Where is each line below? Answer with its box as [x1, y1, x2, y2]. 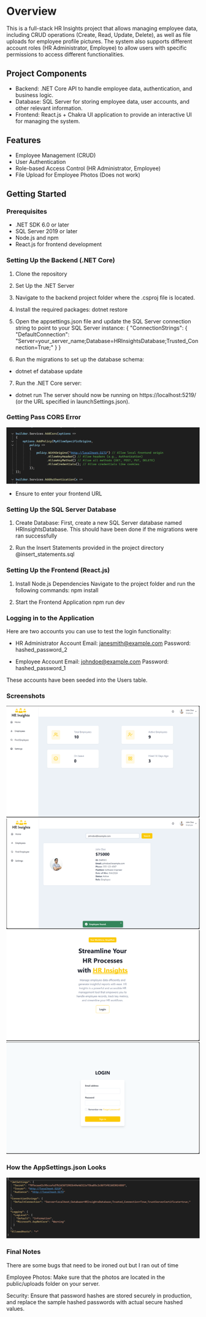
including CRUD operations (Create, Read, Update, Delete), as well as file [6, 31, 191, 38]
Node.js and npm [15, 234, 59, 242]
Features [6, 135, 41, 145]
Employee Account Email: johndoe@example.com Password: [15, 658, 169, 665]
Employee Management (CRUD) [15, 152, 96, 159]
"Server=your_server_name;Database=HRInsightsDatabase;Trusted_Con [15, 337, 199, 344]
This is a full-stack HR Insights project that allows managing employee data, [6, 25, 198, 32]
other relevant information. [15, 104, 83, 112]
